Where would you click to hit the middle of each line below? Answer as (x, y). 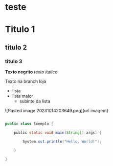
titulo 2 (16, 47)
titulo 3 (14, 61)
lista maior (23, 96)
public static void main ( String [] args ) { (58, 133)
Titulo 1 (20, 30)
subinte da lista (35, 101)
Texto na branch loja (26, 82)
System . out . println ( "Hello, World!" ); (62, 141)
